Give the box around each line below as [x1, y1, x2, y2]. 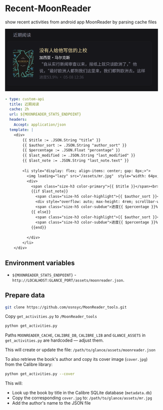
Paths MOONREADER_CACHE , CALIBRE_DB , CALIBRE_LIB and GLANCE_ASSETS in [5, 332, 146, 338]
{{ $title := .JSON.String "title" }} [22, 137, 101, 143]
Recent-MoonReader [5, 3, 91, 14]
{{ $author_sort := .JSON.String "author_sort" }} [22, 143, 127, 148]
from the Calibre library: [5, 361, 53, 368]
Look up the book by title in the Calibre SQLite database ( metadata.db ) [12, 390, 152, 396]
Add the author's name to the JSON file [12, 400, 91, 406]
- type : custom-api [5, 96, 45, 101]
